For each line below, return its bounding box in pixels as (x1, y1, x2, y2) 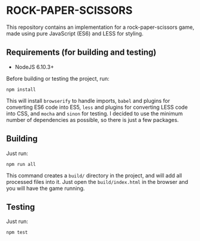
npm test (6, 230, 28, 236)
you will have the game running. (6, 185, 85, 192)
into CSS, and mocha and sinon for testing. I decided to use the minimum (6, 109, 183, 117)
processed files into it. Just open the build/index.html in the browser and (6, 178, 189, 185)
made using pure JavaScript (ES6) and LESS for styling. (6, 29, 144, 37)
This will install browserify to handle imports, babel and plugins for (6, 97, 171, 104)
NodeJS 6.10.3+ (14, 63, 54, 70)
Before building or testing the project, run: (6, 75, 110, 82)
